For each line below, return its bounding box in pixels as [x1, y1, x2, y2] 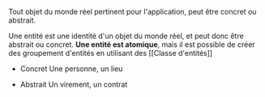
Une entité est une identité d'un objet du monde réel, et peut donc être [8, 32, 245, 40]
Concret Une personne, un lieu [19, 64, 123, 74]
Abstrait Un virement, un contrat [19, 80, 128, 89]
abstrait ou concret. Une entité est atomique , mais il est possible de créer [8, 40, 255, 49]
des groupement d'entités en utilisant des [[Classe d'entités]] [8, 48, 213, 57]
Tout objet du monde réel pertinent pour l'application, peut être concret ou [8, 7, 257, 16]
